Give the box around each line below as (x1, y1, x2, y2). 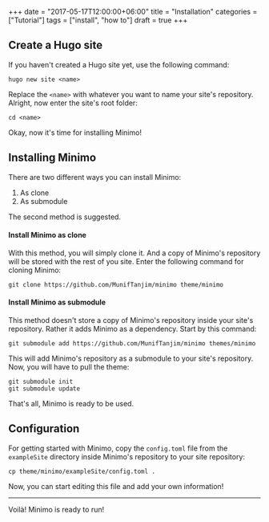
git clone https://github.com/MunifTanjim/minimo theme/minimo (8, 280, 224, 288)
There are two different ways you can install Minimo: (8, 172, 182, 181)
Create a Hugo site (8, 39, 102, 52)
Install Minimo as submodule (8, 297, 106, 308)
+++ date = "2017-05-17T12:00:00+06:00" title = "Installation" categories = (8, 7, 258, 16)
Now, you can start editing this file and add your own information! (8, 481, 224, 491)
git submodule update (8, 385, 81, 393)
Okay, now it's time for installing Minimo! (8, 128, 143, 137)
